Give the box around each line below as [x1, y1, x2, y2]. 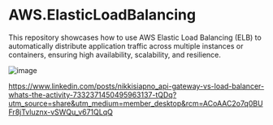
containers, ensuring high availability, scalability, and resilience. [8, 50, 222, 59]
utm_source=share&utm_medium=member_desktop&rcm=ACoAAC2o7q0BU [8, 98, 263, 108]
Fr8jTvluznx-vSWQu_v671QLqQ [8, 107, 114, 117]
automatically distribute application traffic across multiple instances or [8, 41, 244, 50]
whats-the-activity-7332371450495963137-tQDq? [8, 89, 177, 99]
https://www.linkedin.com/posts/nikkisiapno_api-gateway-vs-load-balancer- [8, 81, 265, 91]
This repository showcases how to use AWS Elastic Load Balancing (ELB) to [8, 32, 262, 42]
